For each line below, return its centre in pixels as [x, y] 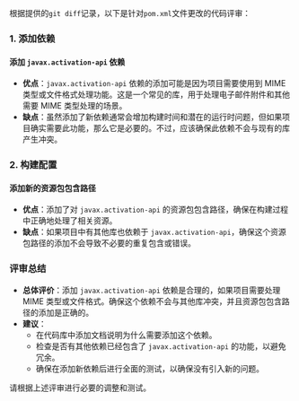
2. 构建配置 [33, 165]
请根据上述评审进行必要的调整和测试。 [80, 388]
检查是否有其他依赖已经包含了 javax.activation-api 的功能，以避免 [161, 346]
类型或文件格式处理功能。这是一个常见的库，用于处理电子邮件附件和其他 [156, 95]
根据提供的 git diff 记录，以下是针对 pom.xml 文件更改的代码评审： [130, 13]
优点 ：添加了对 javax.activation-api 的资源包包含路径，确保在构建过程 [155, 210]
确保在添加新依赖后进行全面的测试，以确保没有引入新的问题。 [150, 368]
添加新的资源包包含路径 [53, 187]
